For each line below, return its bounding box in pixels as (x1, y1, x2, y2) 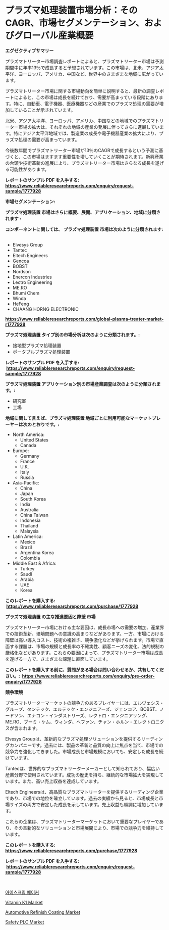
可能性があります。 (9, 166, 49, 172)
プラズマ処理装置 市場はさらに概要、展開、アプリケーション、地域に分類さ (5, 209, 160, 215)
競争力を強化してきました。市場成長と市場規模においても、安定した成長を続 (5, 748, 164, 754)
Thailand (20, 522, 39, 528)
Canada (20, 442, 37, 448)
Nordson (12, 268, 31, 274)
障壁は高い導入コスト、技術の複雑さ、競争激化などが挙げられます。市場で (5, 637, 160, 643)
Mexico (20, 539, 36, 545)
